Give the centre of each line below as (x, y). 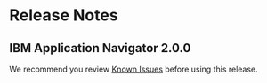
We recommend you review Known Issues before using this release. (133, 69)
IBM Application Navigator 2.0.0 (100, 48)
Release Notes (64, 15)
